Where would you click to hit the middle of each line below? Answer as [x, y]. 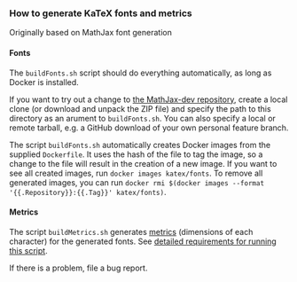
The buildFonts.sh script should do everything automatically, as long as [141, 73]
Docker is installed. [44, 82]
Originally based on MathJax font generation [91, 33]
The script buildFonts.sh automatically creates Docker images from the [140, 145]
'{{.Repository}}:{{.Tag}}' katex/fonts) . [88, 192]
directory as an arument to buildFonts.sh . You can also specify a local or [143, 118]
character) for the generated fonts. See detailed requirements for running [143, 241]
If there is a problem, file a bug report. [78, 268]
